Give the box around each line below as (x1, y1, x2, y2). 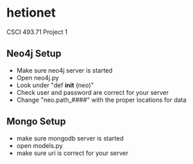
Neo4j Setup (6, 48, 62, 60)
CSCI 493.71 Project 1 (6, 28, 68, 36)
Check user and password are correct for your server (16, 88, 169, 96)
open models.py (16, 141, 63, 149)
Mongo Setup (6, 116, 66, 127)
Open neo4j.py (16, 73, 59, 82)
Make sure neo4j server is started (16, 66, 113, 74)
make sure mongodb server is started (16, 134, 124, 143)
